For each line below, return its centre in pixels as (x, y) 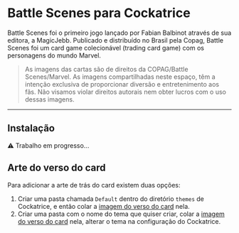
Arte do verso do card (57, 168)
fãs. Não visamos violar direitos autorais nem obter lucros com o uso (125, 92)
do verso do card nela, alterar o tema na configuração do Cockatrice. (119, 221)
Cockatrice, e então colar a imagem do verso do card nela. (103, 206)
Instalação (31, 128)
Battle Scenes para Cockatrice (99, 13)
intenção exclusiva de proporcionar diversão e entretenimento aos (122, 84)
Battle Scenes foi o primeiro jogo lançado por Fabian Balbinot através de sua (119, 33)
